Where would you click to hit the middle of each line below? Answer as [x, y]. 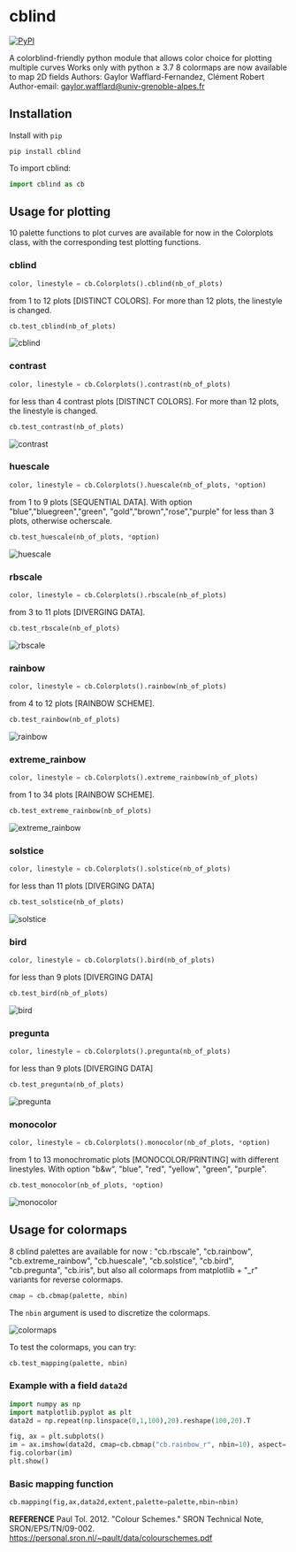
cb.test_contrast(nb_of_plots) [67, 426]
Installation [41, 114]
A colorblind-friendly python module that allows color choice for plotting [140, 58]
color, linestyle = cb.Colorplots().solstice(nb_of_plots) [120, 869]
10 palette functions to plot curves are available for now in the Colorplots [141, 233]
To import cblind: [40, 168]
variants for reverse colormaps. [66, 1279]
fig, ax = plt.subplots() [57, 1437]
